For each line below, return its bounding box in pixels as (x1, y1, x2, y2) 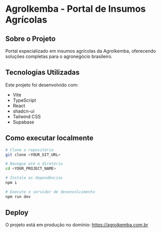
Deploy (5, 208, 29, 217)
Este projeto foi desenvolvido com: (5, 81, 78, 88)
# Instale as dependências (5, 175, 63, 181)
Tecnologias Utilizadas (5, 68, 80, 77)
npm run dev (5, 194, 31, 199)
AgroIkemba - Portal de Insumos (5, 3, 146, 15)
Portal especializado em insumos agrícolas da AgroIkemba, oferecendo (5, 48, 156, 54)
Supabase (12, 119, 34, 125)
